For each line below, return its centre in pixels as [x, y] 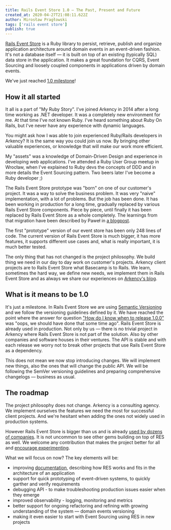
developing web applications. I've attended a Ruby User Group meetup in [82, 161]
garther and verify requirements [46, 484]
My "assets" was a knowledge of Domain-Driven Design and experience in [84, 156]
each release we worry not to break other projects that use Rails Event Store [86, 345]
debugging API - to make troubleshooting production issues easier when [89, 489]
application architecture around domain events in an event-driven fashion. [83, 49]
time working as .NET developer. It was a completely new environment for [83, 114]
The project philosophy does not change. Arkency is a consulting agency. [83, 405]
